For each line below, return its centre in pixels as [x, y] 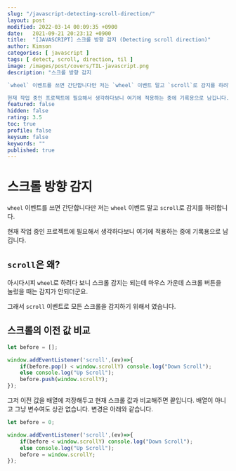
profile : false [29, 131]
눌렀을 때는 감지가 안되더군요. [48, 291]
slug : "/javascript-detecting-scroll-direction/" [81, 14]
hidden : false [28, 111]
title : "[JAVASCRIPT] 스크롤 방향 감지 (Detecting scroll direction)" [109, 40]
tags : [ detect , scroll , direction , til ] [70, 60]
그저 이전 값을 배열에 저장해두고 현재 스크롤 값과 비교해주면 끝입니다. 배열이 [110, 400]
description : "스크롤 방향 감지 [50, 72]
